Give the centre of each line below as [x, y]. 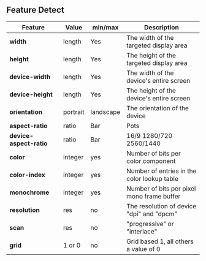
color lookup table [153, 178]
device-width [30, 77]
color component [151, 161]
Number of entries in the [162, 171]
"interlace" [142, 231]
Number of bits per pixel [161, 188]
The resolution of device [162, 206]
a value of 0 [143, 249]
